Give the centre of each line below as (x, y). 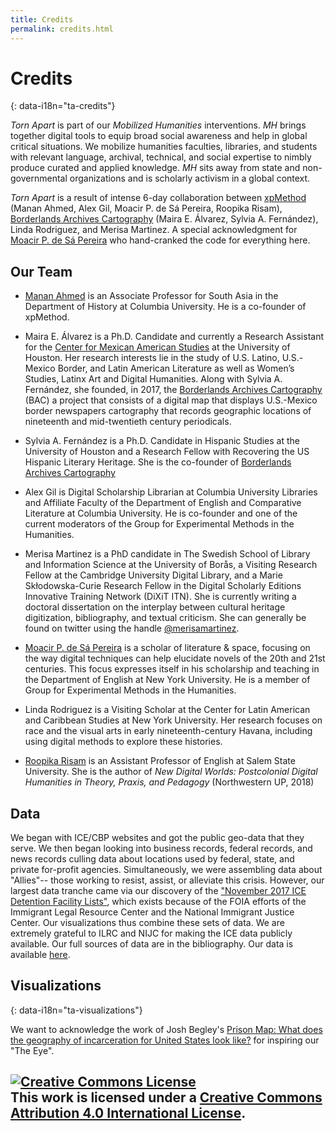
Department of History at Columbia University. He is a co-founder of (165, 307)
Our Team (41, 271)
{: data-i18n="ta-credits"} (63, 106)
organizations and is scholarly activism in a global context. (190, 178)
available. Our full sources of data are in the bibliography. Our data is (152, 944)
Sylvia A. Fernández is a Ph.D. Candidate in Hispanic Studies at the (162, 441)
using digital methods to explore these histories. (123, 742)
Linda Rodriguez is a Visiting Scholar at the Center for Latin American (167, 710)
